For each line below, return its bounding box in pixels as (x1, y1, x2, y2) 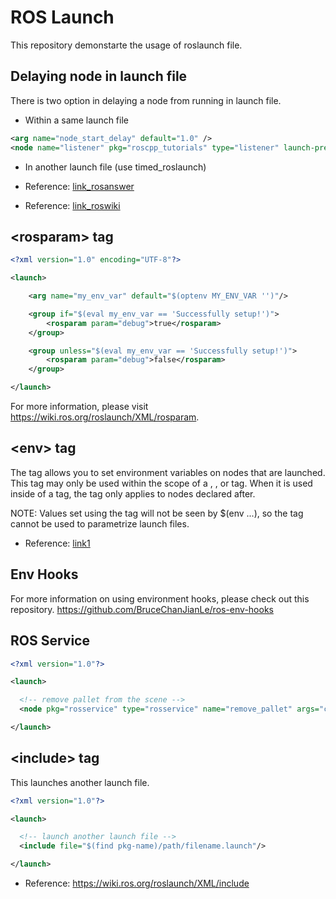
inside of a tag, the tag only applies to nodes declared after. (10, 487, 256, 500)
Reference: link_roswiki (24, 199, 121, 211)
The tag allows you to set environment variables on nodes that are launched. (10, 466, 326, 478)
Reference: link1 (24, 537, 91, 549)
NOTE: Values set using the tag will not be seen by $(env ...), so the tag (10, 507, 304, 519)
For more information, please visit (10, 401, 149, 413)
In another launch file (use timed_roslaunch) (24, 161, 207, 173)
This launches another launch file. (10, 776, 150, 788)
